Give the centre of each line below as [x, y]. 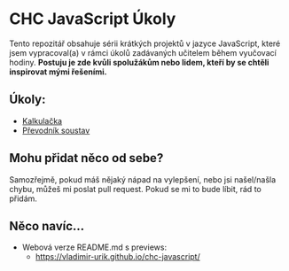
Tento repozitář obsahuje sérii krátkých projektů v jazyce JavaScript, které [145, 43]
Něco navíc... [47, 226]
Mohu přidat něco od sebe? [86, 158]
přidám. [23, 198]
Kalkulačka [42, 120]
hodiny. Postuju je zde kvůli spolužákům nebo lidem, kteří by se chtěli [139, 62]
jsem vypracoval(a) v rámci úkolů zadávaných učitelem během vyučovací [143, 52]
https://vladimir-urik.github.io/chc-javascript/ [118, 257]
